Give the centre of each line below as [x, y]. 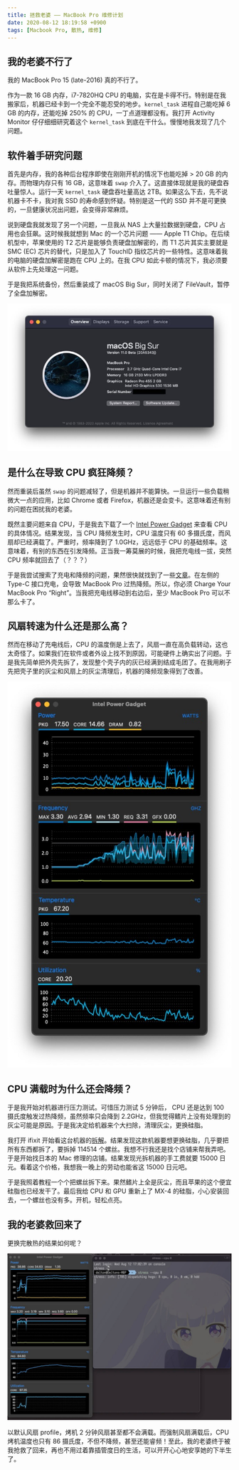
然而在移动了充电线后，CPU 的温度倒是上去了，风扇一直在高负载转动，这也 [118, 645]
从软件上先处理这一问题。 [45, 269]
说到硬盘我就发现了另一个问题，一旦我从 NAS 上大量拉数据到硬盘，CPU [113, 225]
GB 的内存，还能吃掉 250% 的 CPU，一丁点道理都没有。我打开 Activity [111, 113]
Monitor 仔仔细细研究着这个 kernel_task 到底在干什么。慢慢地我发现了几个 [117, 122]
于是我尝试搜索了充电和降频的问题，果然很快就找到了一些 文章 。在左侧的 [113, 575]
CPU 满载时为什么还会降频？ [70, 1089]
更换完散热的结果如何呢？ [45, 1244]
